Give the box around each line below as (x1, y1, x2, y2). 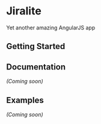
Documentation (6, 62, 66, 72)
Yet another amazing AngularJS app (6, 24, 96, 31)
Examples (6, 95, 44, 105)
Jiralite (6, 4, 42, 18)
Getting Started (6, 41, 66, 52)
